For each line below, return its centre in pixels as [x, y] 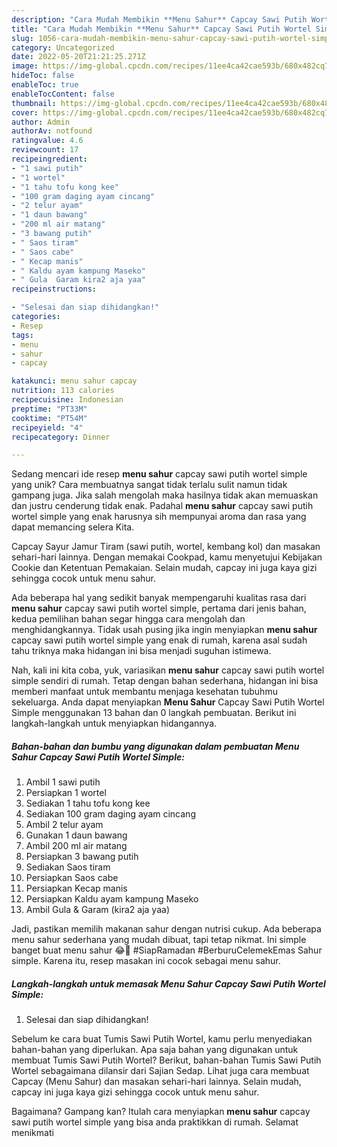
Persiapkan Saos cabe [72, 878]
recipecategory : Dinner [61, 437]
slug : [22, 38]
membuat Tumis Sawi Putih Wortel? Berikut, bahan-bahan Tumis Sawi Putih [166, 1060]
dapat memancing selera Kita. [73, 527]
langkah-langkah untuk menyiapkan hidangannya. [114, 723]
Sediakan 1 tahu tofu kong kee [88, 803]
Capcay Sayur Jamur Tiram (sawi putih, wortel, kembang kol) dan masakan [166, 547]
